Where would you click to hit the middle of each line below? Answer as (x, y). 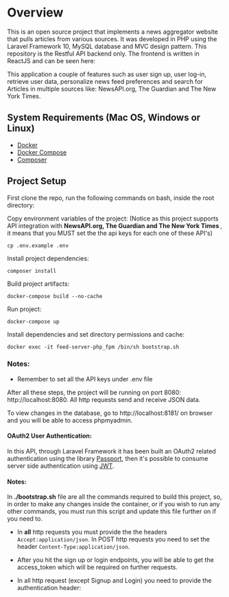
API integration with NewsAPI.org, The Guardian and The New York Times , (115, 225)
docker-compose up (33, 322)
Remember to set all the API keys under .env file (85, 379)
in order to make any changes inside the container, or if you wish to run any (114, 504)
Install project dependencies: (48, 258)
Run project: (24, 309)
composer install (32, 271)
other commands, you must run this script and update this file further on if (112, 511)
